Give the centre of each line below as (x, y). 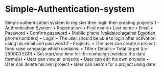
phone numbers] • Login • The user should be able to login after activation (80, 38)
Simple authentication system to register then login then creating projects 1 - (82, 23)
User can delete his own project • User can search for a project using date (80, 64)
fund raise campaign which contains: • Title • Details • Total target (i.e (76, 48)
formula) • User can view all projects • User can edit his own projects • (77, 59)
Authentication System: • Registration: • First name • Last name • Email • (79, 27)
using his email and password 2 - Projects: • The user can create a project (80, 43)
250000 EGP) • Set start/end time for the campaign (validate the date (75, 54)
